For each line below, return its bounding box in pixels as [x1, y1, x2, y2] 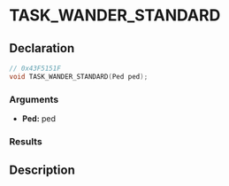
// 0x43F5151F [9, 64, 62, 73]
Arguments [9, 93, 59, 105]
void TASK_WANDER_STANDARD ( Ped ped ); [9, 72, 149, 81]
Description [9, 163, 75, 178]
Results [9, 135, 42, 147]
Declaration [9, 41, 75, 56]
